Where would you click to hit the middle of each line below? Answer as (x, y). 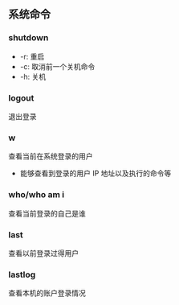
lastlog (22, 274)
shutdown (28, 38)
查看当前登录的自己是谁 (47, 213)
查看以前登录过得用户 (43, 253)
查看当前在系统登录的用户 (51, 156)
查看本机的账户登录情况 (47, 293)
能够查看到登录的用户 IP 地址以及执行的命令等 (96, 173)
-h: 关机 (33, 76)
